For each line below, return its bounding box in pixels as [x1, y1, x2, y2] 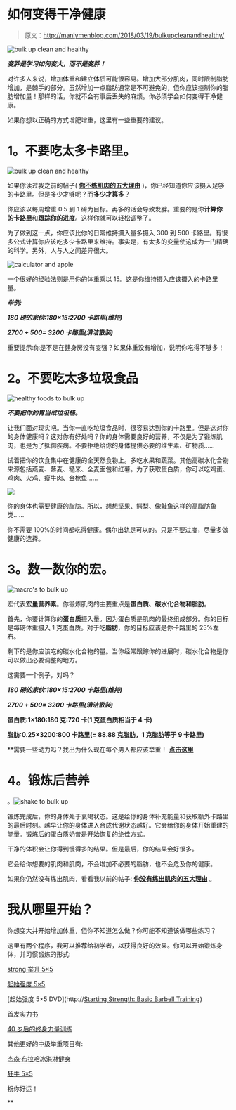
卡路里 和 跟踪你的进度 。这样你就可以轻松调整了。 [13, 214, 155, 222]
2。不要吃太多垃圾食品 [7, 370, 138, 386]
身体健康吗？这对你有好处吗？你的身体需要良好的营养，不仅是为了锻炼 [13, 432, 216, 440]
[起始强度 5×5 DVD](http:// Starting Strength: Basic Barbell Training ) [7, 995, 202, 1003]
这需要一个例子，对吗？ [7, 670, 75, 679]
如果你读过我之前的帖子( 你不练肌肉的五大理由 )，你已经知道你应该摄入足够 [7, 181, 225, 190]
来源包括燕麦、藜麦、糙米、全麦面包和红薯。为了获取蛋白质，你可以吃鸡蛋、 [7, 464, 229, 473]
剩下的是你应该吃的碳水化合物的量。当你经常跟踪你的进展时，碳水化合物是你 [7, 647, 229, 655]
